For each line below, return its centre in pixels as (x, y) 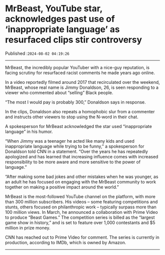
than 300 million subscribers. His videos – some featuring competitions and (82, 202)
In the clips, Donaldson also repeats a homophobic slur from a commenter (80, 111)
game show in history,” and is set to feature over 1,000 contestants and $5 (80, 222)
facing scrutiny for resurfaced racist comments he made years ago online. (80, 73)
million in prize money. (28, 228)
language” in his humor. (29, 131)
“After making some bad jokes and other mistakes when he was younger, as (82, 177)
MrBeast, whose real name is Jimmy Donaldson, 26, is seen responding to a (82, 87)
